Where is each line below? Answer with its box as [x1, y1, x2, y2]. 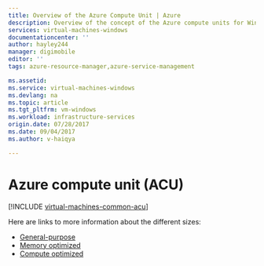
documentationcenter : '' [8, 33, 90, 42]
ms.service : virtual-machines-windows [8, 84, 135, 92]
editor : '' [8, 56, 44, 64]
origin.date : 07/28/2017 [8, 121, 90, 129]
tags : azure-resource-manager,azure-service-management [8, 63, 195, 71]
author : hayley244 [8, 41, 68, 49]
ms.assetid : [8, 76, 47, 85]
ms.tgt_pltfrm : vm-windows [8, 106, 97, 114]
